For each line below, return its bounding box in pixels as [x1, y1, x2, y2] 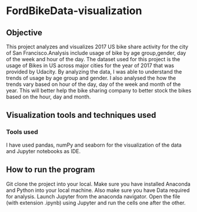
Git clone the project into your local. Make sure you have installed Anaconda [6, 180, 191, 187]
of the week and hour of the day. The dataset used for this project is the [6, 56, 181, 62]
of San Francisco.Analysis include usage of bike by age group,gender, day [6, 49, 186, 57]
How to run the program [6, 165, 95, 175]
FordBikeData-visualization [6, 4, 142, 18]
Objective [6, 28, 43, 38]
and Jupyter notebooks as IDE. [6, 147, 81, 154]
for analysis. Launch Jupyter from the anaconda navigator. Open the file [6, 193, 181, 200]
